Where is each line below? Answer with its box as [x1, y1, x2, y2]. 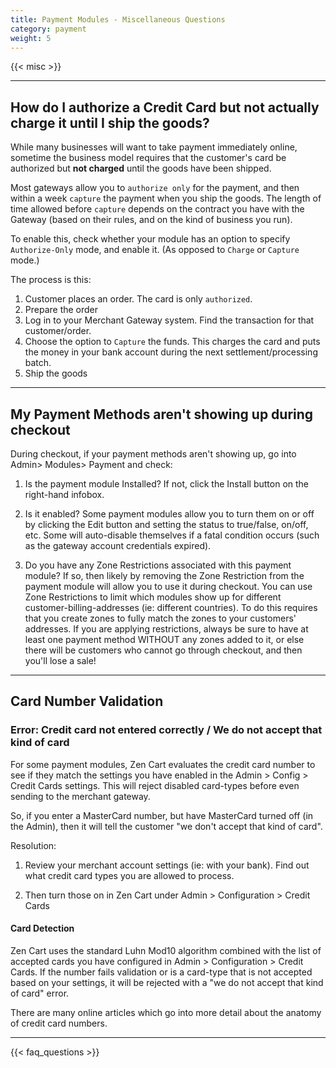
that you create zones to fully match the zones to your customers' [24, 612, 297, 624]
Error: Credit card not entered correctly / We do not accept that [10, 723, 323, 737]
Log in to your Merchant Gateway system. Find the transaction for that [24, 314, 315, 326]
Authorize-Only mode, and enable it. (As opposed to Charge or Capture [10, 244, 300, 256]
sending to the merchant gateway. [10, 790, 151, 802]
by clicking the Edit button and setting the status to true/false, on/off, [24, 519, 309, 530]
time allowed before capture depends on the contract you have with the [10, 203, 305, 215]
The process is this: [10, 274, 92, 286]
